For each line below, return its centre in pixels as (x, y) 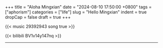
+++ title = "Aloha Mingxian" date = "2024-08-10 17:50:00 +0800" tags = (78, 7)
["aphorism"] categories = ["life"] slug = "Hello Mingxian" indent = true (76, 12)
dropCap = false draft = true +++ (38, 17)
